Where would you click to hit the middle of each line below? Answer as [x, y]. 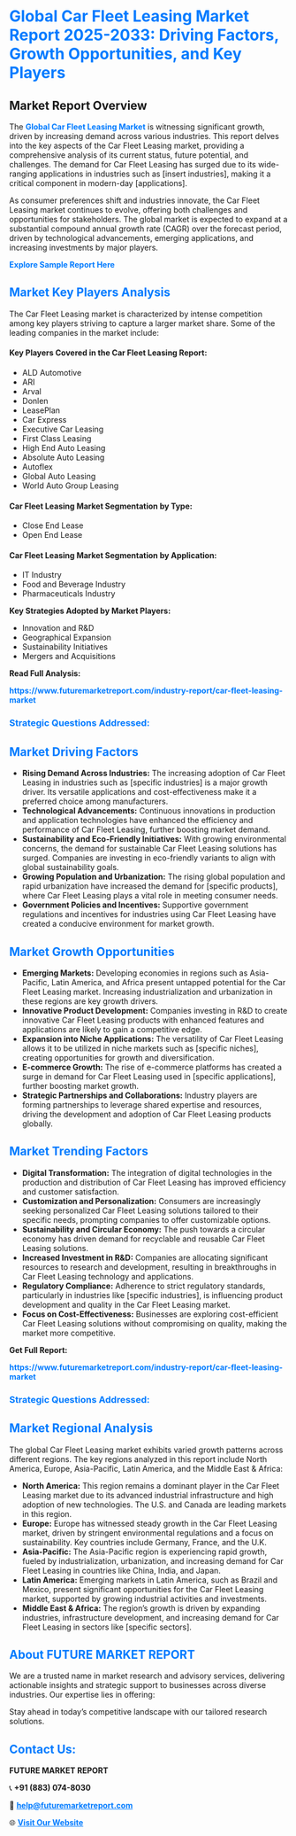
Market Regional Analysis [81, 1428]
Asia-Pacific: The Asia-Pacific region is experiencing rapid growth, [144, 1552]
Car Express [44, 420]
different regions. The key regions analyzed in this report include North [138, 1459]
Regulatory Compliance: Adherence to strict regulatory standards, [144, 1286]
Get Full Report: [38, 1350]
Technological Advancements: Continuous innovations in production [148, 811]
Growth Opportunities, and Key [125, 54]
